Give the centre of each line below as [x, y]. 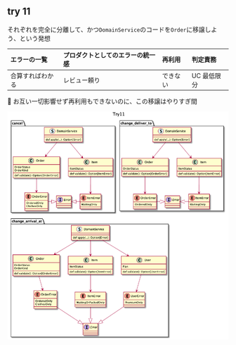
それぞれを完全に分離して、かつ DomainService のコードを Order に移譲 [106, 29]
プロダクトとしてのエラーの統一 [109, 55]
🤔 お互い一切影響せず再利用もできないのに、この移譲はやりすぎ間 [103, 101]
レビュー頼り [81, 80]
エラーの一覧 [29, 60]
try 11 [19, 12]
